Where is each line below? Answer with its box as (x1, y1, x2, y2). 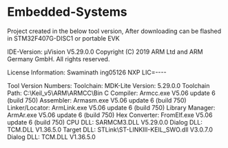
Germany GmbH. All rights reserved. (7, 54, 110, 63)
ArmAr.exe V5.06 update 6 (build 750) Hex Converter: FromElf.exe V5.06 (7, 111, 213, 119)
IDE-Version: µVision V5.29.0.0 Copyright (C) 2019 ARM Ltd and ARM (7, 47, 203, 56)
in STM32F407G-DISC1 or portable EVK (7, 34, 120, 42)
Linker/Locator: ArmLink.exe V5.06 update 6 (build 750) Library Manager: (7, 103, 216, 112)
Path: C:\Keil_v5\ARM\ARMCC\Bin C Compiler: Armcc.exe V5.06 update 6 (7, 89, 216, 97)
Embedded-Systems (7, 4, 127, 20)
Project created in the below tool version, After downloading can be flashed (7, 27, 222, 35)
